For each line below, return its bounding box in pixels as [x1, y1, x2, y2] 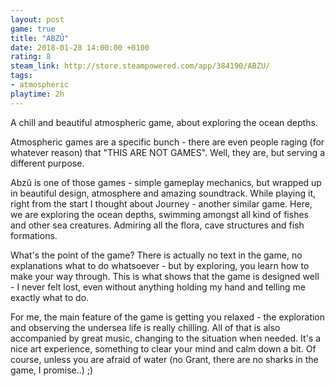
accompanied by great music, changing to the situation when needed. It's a [10, 332, 322, 344]
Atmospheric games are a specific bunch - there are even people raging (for [10, 136, 325, 148]
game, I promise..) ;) [10, 364, 94, 376]
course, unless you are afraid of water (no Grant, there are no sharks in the [10, 353, 319, 365]
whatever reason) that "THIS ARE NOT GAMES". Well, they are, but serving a [10, 146, 325, 158]
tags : [10, 71, 33, 81]
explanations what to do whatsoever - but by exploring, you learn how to [10, 259, 310, 271]
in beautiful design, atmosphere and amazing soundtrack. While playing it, [10, 187, 317, 199]
